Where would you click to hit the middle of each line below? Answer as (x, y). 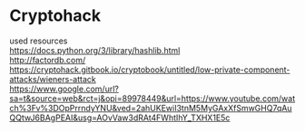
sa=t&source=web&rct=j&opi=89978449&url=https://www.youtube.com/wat (152, 98)
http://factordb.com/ (48, 60)
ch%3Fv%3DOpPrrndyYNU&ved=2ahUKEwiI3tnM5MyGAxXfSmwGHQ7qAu (151, 108)
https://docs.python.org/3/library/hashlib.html (95, 50)
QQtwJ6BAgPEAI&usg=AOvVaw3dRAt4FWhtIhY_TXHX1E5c (120, 118)
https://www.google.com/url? (64, 89)
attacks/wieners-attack (53, 79)
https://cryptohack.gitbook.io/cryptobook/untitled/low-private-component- (150, 70)
